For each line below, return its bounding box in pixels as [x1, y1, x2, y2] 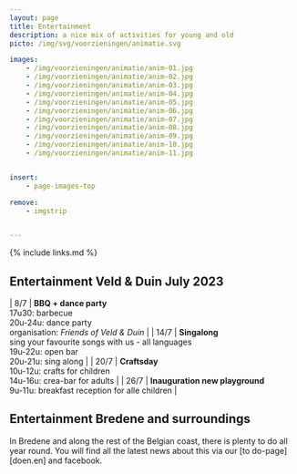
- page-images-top [26, 181, 96, 191]
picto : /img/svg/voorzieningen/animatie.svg [9, 38, 181, 48]
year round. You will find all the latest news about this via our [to [9, 445, 251, 456]
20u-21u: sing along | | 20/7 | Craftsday [9, 356, 159, 367]
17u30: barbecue [9, 307, 73, 319]
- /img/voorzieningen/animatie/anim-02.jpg [26, 72, 194, 82]
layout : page [9, 13, 59, 23]
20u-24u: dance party [9, 317, 93, 328]
